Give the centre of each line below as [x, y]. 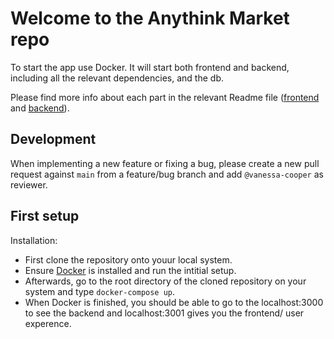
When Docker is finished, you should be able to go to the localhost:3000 [174, 302]
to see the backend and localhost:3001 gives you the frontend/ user [164, 313]
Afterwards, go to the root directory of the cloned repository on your [165, 281]
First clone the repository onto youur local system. [128, 259]
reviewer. [29, 184]
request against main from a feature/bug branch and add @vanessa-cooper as [167, 174]
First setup [45, 216]
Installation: [34, 240]
